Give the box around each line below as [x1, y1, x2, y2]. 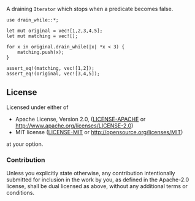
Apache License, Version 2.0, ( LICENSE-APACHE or [15, 115, 146, 123]
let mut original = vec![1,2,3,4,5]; [6, 28, 103, 34]
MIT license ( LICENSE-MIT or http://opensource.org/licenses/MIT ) [15, 128, 183, 135]
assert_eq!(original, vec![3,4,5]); [6, 70, 100, 77]
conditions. [6, 189, 35, 197]
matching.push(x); [17, 49, 64, 55]
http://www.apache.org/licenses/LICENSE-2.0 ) [15, 122, 134, 129]
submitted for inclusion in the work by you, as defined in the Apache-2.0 [6, 176, 189, 183]
